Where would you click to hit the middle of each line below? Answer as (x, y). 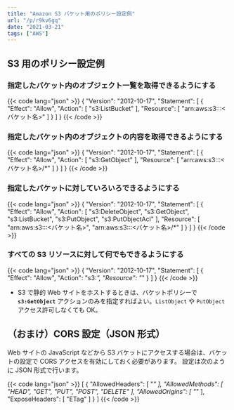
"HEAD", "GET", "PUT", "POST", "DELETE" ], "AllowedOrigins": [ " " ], (106, 391)
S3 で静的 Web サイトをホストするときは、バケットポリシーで (108, 292)
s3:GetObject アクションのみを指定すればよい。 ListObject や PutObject (121, 301)
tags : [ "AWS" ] (28, 33)
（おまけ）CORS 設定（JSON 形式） (86, 334)
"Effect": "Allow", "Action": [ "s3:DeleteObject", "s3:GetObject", (98, 211)
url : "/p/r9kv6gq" (34, 20)
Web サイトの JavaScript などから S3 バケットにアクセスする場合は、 (108, 352)
